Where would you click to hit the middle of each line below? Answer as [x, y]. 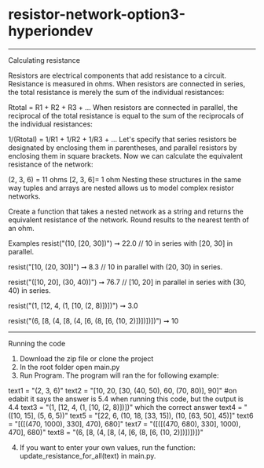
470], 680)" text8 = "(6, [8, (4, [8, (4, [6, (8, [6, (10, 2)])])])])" [106, 432]
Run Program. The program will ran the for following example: [119, 375]
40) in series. [29, 290]
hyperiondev [51, 31]
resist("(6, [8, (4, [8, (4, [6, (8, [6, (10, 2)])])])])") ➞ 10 [93, 320]
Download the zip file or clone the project [86, 358]
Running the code [37, 343]
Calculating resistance [44, 60]
